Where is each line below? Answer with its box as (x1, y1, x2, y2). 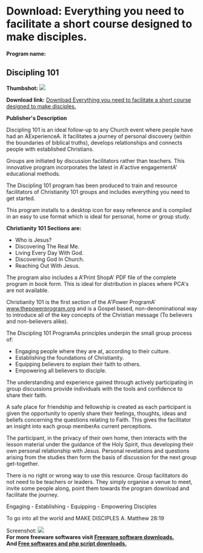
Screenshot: (6, 527, 37, 534)
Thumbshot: (6, 84, 38, 91)
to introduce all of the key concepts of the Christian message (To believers (6, 311, 193, 319)
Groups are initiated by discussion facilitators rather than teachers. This (6, 157, 185, 164)
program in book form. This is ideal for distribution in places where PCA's (6, 280, 189, 287)
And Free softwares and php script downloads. (6, 540, 127, 547)
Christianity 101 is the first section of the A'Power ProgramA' (6, 298, 156, 305)
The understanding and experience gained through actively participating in (6, 379, 193, 386)
